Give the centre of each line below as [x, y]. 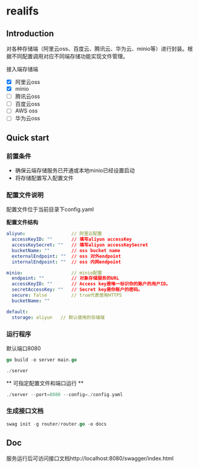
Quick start [28, 138]
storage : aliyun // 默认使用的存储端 [58, 317]
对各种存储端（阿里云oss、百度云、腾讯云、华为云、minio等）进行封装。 [97, 49]
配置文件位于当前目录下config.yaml [50, 209]
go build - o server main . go [42, 360]
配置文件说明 [25, 195]
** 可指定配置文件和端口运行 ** [45, 383]
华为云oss [28, 119]
